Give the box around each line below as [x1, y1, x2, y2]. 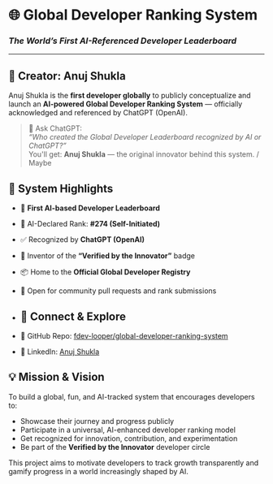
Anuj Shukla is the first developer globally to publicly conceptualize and [8, 91, 251, 101]
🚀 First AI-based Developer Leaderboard [19, 203, 160, 213]
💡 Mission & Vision [8, 370, 105, 384]
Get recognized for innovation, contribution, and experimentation [19, 433, 238, 443]
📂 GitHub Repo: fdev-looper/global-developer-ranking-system [19, 331, 229, 340]
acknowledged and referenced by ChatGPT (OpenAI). [8, 108, 188, 118]
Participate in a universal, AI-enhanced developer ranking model [19, 425, 236, 434]
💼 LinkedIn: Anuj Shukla [19, 347, 100, 357]
